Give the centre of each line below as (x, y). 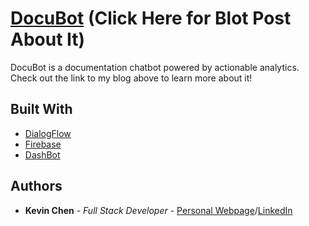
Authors (36, 186)
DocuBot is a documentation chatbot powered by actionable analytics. (155, 67)
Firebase (43, 144)
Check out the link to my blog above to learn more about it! (131, 78)
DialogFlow (48, 133)
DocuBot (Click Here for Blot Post (151, 18)
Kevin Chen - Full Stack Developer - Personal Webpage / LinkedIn (158, 210)
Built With (41, 109)
